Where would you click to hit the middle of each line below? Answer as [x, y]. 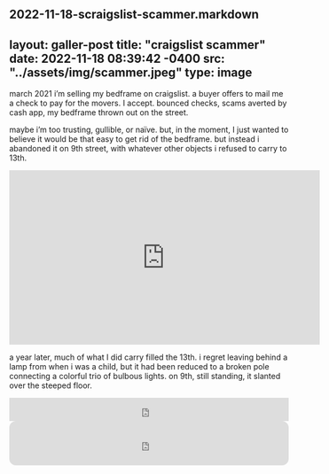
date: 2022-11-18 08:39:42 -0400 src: [117, 58]
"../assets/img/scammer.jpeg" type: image [131, 72]
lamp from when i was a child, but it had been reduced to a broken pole [139, 367]
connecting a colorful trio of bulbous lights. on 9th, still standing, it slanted [145, 377]
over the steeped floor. [51, 385]
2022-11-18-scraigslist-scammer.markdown [134, 15]
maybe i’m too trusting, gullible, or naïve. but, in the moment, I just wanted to [149, 130]
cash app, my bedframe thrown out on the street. [99, 113]
